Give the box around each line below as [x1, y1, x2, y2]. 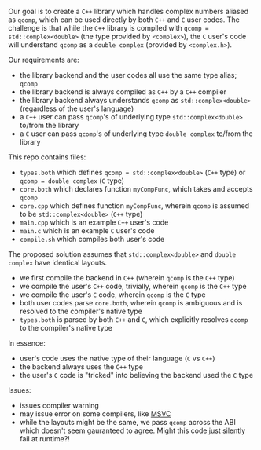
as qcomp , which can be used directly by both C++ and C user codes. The [8, 15, 240, 24]
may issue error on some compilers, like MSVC [19, 409, 171, 419]
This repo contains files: [8, 152, 86, 162]
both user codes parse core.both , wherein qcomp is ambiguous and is [19, 298, 243, 307]
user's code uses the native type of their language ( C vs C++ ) [19, 353, 215, 363]
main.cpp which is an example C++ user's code [19, 218, 169, 227]
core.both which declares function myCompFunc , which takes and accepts [19, 185, 253, 193]
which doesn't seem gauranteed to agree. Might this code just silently [19, 426, 246, 435]
